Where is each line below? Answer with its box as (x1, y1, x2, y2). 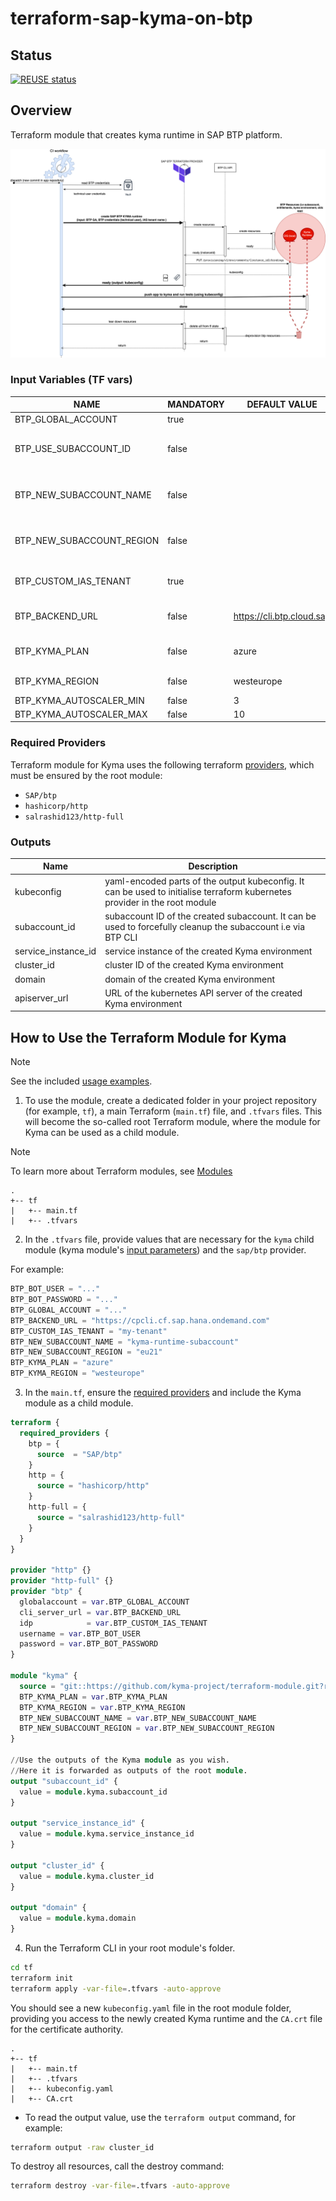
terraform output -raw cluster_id (10, 2142, 155, 2152)
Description (188, 860, 238, 872)
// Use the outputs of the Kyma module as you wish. (10, 1755, 230, 1766)
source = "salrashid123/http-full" (36, 1512, 186, 1522)
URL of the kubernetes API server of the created (104, 987, 303, 999)
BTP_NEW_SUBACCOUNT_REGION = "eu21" (10, 1347, 163, 1357)
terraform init (10, 1973, 74, 1983)
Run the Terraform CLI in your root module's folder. (24, 1942, 236, 1954)
